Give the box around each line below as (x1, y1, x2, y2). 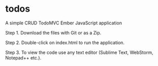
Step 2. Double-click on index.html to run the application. (5, 39, 125, 46)
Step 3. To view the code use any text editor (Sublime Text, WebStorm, (5, 49, 153, 55)
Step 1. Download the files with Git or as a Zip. (5, 29, 102, 36)
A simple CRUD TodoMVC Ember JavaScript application (5, 20, 122, 26)
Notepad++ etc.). (5, 54, 42, 61)
